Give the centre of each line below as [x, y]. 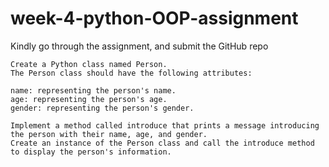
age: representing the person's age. [89, 99]
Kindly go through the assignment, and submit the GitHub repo [139, 46]
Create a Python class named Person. [89, 64]
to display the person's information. [91, 152]
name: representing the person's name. [93, 90]
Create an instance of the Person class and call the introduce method [162, 143]
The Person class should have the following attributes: [131, 73]
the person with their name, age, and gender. [109, 134]
